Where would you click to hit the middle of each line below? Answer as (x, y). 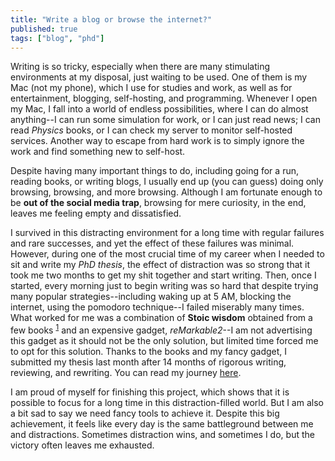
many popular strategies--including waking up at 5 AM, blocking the (151, 297)
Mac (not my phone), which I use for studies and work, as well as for (151, 88)
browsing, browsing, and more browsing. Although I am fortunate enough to (166, 192)
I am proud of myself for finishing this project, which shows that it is (150, 392)
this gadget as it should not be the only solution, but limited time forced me (164, 341)
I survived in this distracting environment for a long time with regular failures (167, 233)
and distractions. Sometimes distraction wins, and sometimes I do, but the (162, 435)
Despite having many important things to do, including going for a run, (154, 171)
